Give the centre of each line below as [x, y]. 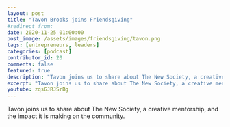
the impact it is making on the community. [66, 116]
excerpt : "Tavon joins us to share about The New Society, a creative [110, 83]
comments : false [30, 64]
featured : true [29, 70]
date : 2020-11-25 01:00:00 [46, 32]
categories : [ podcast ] [39, 52]
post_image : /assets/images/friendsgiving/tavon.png [84, 39]
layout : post [26, 13]
